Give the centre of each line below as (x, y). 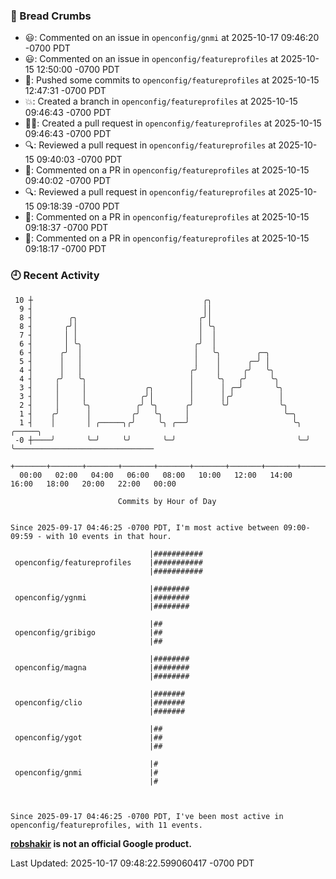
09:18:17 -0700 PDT (65, 249)
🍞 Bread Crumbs (51, 16)
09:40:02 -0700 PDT (68, 181)
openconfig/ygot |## (88, 737)
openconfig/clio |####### (100, 702)
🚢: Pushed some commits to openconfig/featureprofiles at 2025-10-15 (172, 80)
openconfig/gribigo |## (88, 632)
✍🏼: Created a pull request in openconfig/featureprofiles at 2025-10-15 (173, 123)
